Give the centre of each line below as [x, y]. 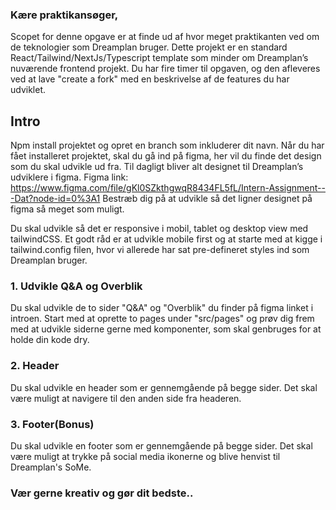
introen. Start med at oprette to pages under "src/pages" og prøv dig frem [162, 319]
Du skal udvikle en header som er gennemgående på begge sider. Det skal [164, 387]
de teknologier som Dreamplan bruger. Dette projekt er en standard [149, 47]
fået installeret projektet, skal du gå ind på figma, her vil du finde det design [166, 156]
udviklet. [28, 90]
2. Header [35, 366]
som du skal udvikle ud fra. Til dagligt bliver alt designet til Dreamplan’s [157, 167]
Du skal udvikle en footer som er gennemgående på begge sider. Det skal [161, 446]
